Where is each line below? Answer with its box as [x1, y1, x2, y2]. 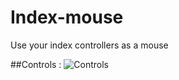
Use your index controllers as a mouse [10, 39, 169, 51]
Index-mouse [10, 6, 124, 29]
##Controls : [10, 58, 62, 70]
